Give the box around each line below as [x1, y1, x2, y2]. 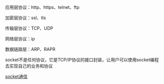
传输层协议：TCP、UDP [5, 25, 53, 31]
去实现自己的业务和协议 [5, 63, 53, 69]
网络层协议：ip [5, 36, 35, 42]
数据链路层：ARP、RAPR [5, 46, 56, 52]
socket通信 [5, 74, 28, 79]
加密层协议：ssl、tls [5, 15, 46, 21]
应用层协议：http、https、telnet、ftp [5, 4, 80, 10]
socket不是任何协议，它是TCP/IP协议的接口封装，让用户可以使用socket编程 [5, 57, 159, 63]
